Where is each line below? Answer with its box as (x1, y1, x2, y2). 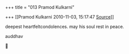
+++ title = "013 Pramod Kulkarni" (5, 4, 75, 10)
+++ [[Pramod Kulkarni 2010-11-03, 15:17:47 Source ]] (5, 14, 114, 19)
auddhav (5, 33, 23, 39)
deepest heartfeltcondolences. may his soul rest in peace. (5, 23, 125, 29)
